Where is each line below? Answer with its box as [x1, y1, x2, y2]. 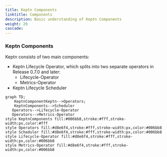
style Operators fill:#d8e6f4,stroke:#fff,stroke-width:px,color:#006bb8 [5, 125, 162, 130]
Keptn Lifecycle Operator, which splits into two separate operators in [12, 64, 154, 70]
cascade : [5, 26, 23, 31]
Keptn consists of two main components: [5, 54, 89, 60]
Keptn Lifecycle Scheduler [12, 85, 67, 91]
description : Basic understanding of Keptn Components [5, 17, 122, 22]
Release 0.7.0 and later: [12, 69, 61, 75]
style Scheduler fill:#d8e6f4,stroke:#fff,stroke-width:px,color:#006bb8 [5, 130, 162, 135]
